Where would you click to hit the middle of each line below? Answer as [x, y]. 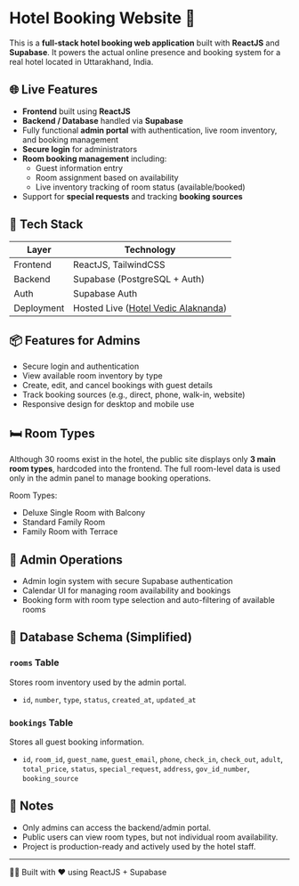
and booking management [70, 139]
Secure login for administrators [80, 149]
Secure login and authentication [81, 366]
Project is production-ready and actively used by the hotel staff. [139, 846]
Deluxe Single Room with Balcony [84, 513]
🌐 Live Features [53, 89]
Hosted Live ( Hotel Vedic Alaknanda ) [150, 308]
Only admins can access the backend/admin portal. [117, 827]
